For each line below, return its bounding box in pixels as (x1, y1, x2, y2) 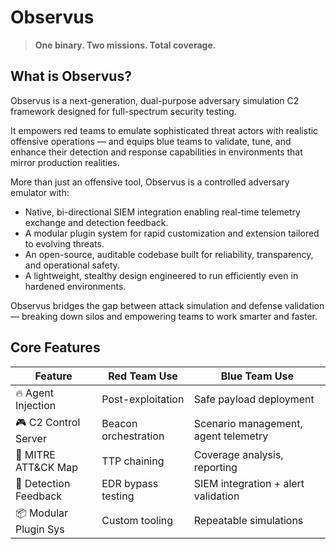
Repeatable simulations (193, 514, 304, 528)
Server (15, 431, 47, 445)
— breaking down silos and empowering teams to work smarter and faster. (10, 310, 318, 322)
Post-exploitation (101, 392, 185, 406)
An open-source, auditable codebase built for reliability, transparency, (24, 248, 314, 260)
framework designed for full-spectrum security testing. (10, 105, 237, 117)
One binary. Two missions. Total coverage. (34, 39, 217, 51)
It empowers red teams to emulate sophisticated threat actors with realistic (10, 124, 319, 136)
